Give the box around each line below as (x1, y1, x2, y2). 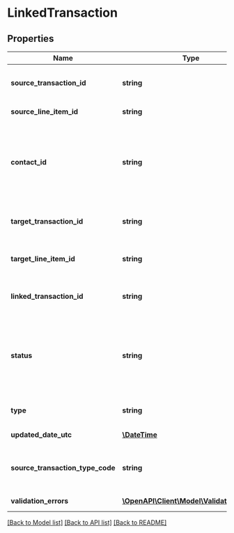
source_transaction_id (10, 78, 86, 88)
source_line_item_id (10, 107, 79, 116)
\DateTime (122, 430, 158, 440)
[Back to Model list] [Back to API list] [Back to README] (7, 518, 167, 527)
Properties (7, 33, 54, 45)
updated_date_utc (10, 430, 72, 440)
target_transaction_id (10, 217, 84, 226)
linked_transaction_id (10, 291, 84, 301)
